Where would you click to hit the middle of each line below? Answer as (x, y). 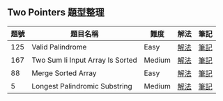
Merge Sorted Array (64, 73)
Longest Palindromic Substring (82, 86)
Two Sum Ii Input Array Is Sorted (84, 60)
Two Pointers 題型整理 (56, 13)
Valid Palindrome (59, 47)
